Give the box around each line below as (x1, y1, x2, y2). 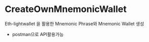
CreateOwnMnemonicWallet (5, 3, 127, 15)
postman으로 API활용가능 (12, 31, 64, 37)
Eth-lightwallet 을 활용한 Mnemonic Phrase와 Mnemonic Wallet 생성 (5, 20, 144, 26)
